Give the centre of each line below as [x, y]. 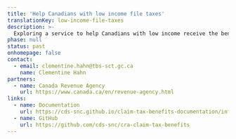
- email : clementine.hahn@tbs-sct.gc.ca [73, 66]
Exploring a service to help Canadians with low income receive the [116, 33]
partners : [22, 79]
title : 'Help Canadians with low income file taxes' [86, 14]
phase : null [25, 40]
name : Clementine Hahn [53, 72]
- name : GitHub [36, 118]
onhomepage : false [34, 53]
